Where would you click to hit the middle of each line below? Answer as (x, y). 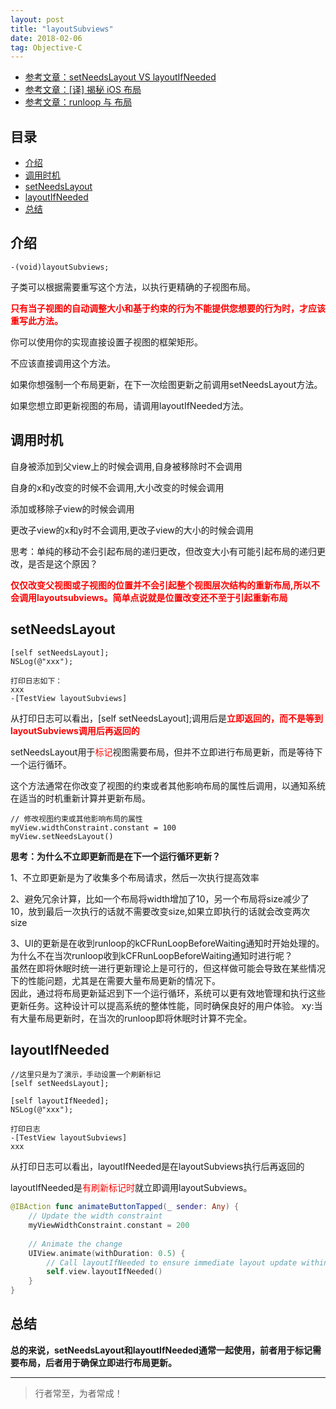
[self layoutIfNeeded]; (60, 1101)
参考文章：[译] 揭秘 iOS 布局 (83, 90)
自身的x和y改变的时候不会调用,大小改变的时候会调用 (117, 487)
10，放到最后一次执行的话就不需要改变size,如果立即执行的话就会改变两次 (160, 911)
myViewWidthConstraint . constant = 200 (109, 1226)
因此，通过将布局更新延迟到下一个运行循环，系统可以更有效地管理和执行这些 (168, 993)
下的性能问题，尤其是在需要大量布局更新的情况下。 (115, 980)
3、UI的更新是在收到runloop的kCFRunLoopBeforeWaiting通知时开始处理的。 (167, 943)
